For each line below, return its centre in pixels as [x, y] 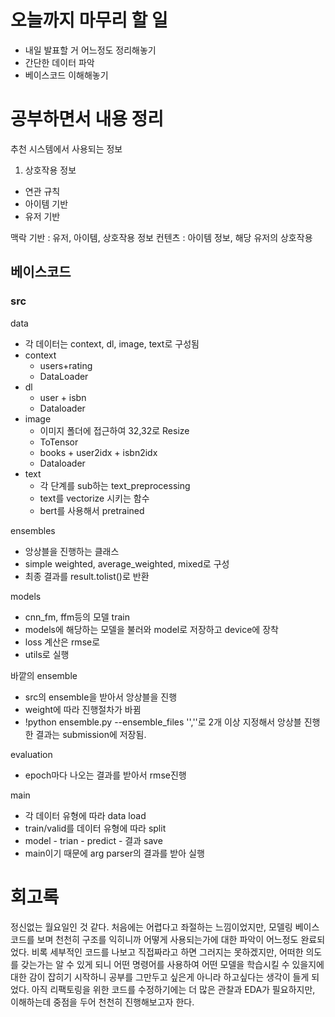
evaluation [31, 754]
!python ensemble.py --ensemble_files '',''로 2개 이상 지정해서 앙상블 [163, 722]
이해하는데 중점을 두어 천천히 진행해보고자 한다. [102, 1002]
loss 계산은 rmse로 [62, 642]
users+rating [66, 365]
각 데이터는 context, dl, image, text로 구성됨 [112, 343]
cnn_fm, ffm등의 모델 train [77, 617]
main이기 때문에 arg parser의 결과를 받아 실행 [114, 853]
